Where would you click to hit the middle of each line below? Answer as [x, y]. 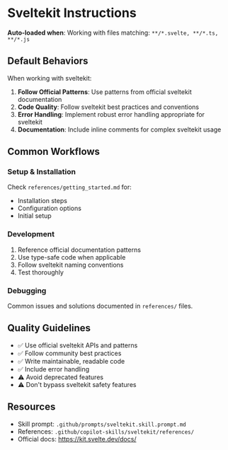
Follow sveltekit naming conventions [70, 265]
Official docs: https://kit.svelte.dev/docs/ [77, 439]
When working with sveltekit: [50, 78]
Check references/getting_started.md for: [70, 187]
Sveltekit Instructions [72, 13]
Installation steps [42, 201]
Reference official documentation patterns [79, 250]
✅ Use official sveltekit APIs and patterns [78, 345]
